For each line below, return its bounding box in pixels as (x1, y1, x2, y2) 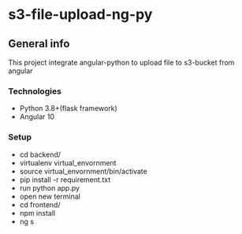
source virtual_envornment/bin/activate (19, 166, 147, 176)
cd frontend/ (19, 199, 61, 210)
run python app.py (19, 183, 80, 192)
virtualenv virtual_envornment (19, 158, 117, 167)
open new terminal (19, 191, 80, 201)
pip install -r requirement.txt (19, 175, 111, 184)
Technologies (8, 85, 61, 96)
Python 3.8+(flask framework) (19, 104, 118, 113)
